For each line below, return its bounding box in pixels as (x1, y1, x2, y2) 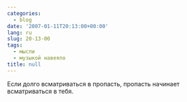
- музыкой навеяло (13, 55, 66, 62)
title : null (7, 61, 41, 68)
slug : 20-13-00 (7, 36, 51, 42)
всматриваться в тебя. (7, 87, 74, 95)
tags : (7, 42, 23, 49)
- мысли (13, 49, 36, 55)
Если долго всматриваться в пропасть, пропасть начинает (7, 79, 180, 88)
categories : (7, 10, 41, 17)
